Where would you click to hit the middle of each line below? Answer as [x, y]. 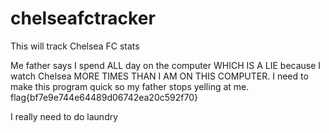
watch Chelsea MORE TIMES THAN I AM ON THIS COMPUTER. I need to [159, 76]
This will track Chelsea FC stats [75, 46]
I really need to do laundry [64, 116]
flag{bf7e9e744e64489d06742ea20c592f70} [104, 97]
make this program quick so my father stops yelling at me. [130, 86]
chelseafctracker [83, 18]
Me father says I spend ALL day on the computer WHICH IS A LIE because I [166, 65]
